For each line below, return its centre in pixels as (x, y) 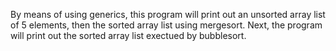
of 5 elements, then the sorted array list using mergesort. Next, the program (166, 25)
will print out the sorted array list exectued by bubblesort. (128, 35)
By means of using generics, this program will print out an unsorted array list (168, 14)
